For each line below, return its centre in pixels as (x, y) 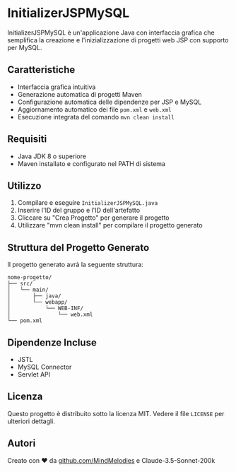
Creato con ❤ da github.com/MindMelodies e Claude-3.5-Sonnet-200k (111, 460)
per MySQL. (25, 47)
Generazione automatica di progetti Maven (80, 94)
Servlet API (34, 374)
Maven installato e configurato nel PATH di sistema (92, 163)
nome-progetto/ (30, 278)
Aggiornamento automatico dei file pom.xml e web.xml (94, 109)
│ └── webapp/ (38, 302)
